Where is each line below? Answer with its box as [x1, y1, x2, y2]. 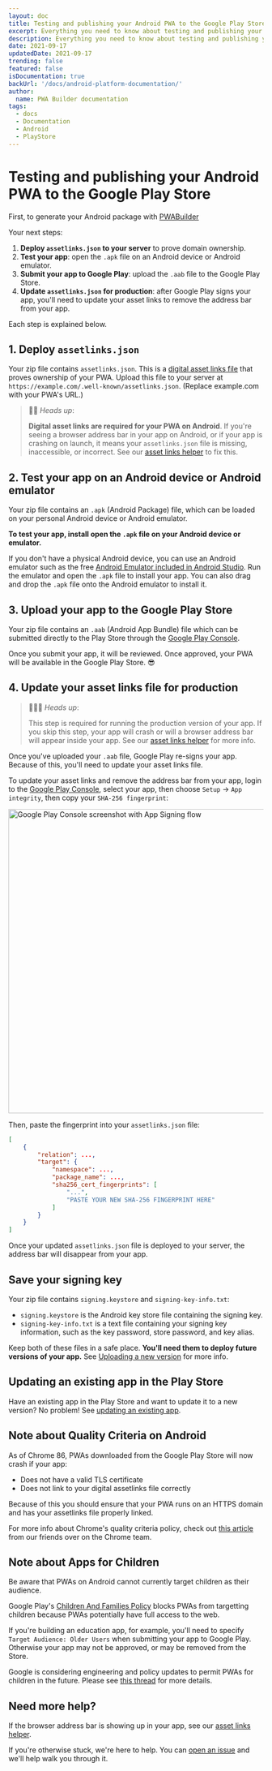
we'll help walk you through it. [8, 1754, 108, 1764]
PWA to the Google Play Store [8, 184, 211, 203]
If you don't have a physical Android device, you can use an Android [8, 553, 236, 564]
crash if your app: [8, 1459, 67, 1468]
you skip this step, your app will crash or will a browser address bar [28, 727, 253, 737]
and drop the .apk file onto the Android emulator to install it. [8, 579, 208, 589]
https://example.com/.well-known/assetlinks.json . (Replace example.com [8, 381, 259, 391]
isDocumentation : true [8, 72, 85, 80]
